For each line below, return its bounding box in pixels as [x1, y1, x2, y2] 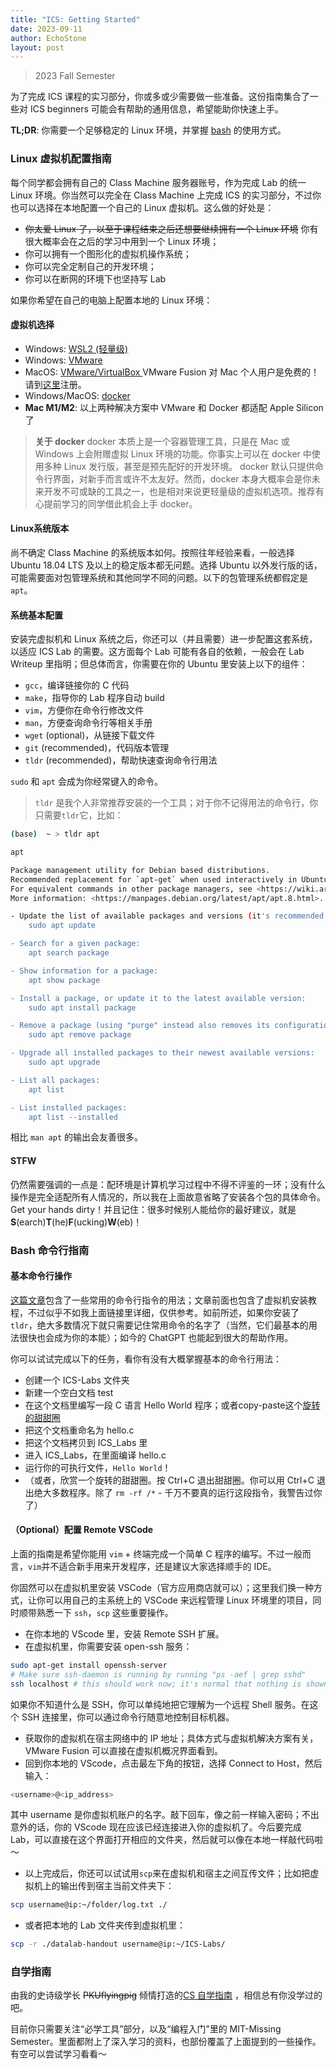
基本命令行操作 [10, 1270, 72, 1282]
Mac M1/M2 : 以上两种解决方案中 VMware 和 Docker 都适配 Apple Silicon [24, 401, 324, 413]
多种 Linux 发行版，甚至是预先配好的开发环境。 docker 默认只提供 [43, 460, 315, 472]
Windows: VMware [24, 354, 103, 366]
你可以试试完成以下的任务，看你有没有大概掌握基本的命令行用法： [10, 1352, 282, 1365]
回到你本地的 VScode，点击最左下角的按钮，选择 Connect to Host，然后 [24, 1757, 323, 1769]
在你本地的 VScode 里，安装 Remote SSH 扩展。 [24, 1627, 225, 1640]
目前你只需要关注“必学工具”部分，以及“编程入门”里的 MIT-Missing [10, 2023, 282, 2035]
